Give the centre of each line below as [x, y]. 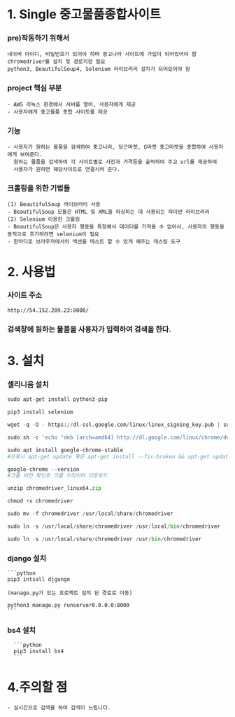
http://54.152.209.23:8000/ [48, 310]
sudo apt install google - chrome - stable [65, 450]
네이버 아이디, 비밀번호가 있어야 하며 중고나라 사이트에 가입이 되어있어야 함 [102, 54]
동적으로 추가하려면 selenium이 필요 [54, 234]
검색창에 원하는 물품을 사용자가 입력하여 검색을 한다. [89, 329]
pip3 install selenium [40, 412]
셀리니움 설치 [28, 384]
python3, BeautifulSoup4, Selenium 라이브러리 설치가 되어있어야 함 [99, 69]
